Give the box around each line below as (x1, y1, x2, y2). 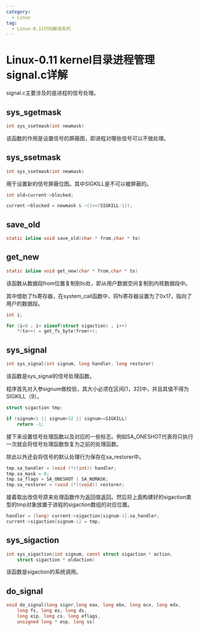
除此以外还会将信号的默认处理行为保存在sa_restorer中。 (6, 453, 145, 460)
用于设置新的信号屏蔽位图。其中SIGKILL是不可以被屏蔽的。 (6, 180, 152, 187)
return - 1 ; (17, 421, 44, 427)
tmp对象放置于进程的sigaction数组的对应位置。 (16, 501, 133, 508)
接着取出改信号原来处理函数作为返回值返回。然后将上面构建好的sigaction (6, 493, 186, 501)
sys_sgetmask (6, 107, 62, 117)
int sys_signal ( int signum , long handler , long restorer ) (6, 361, 154, 367)
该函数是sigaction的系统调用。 (6, 569, 82, 576)
